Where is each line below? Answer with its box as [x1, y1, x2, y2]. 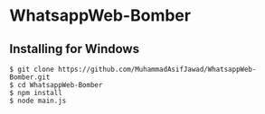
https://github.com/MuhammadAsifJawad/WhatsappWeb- [57, 65, 257, 74]
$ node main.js [9, 96, 67, 105]
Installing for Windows [9, 41, 140, 57]
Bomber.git [9, 73, 51, 82]
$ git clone [9, 65, 54, 74]
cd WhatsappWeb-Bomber [17, 81, 103, 90]
